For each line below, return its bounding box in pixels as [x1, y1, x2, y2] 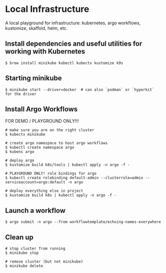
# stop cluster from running [5, 246, 66, 251]
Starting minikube [5, 74, 62, 82]
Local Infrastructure [5, 3, 89, 15]
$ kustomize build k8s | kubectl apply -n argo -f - [5, 193, 117, 198]
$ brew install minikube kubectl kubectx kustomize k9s [5, 61, 123, 66]
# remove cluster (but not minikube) [5, 259, 83, 264]
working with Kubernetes [5, 47, 85, 56]
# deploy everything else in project [5, 189, 83, 194]
